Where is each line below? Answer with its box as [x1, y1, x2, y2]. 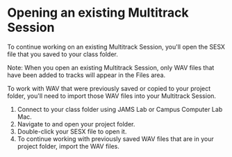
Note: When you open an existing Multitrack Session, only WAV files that [7, 63, 215, 72]
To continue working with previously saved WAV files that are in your [17, 134, 214, 143]
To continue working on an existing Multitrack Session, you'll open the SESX [7, 42, 226, 51]
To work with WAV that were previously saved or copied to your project [7, 84, 211, 92]
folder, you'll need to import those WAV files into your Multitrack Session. [7, 92, 217, 100]
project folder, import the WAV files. [17, 142, 119, 150]
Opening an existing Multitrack [7, 5, 189, 21]
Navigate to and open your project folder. [17, 119, 135, 128]
